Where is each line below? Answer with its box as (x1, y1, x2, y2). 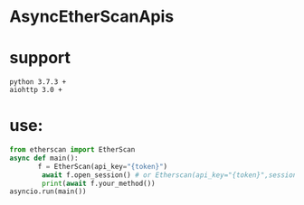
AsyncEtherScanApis (9, 6, 175, 27)
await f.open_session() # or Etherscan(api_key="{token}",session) (42, 170, 301, 180)
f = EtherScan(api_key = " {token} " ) (37, 162, 168, 171)
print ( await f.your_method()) (42, 179, 156, 188)
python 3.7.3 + (9, 78, 67, 87)
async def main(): (9, 154, 79, 163)
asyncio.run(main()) (9, 187, 88, 196)
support (9, 48, 71, 69)
